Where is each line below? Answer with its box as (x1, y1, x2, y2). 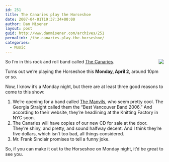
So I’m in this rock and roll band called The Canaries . (5, 58, 115, 64)
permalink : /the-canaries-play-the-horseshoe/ (5, 36, 105, 41)
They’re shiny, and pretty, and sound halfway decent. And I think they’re (12, 125, 162, 131)
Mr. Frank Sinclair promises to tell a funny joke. (12, 136, 110, 142)
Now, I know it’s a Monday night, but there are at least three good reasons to (5, 84, 163, 90)
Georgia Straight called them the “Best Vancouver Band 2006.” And (12, 104, 152, 110)
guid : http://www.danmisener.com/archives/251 (5, 31, 105, 36)
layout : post (5, 26, 33, 31)
